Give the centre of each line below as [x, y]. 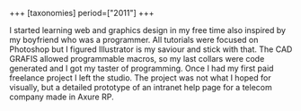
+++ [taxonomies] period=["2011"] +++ [82, 13]
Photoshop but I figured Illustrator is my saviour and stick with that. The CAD [151, 49]
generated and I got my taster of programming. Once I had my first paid [142, 68]
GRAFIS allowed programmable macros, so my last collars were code [137, 59]
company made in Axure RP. [62, 97]
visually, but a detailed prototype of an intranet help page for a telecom [141, 87]
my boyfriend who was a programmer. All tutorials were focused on [134, 40]
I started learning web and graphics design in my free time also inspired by [147, 30]
